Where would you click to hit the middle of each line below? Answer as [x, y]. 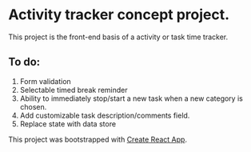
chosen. [33, 106]
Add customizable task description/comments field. [105, 115]
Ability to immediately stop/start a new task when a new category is [131, 98]
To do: [24, 62]
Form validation [46, 81]
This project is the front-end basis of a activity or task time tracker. [118, 37]
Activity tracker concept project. [119, 15]
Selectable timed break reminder [74, 90]
